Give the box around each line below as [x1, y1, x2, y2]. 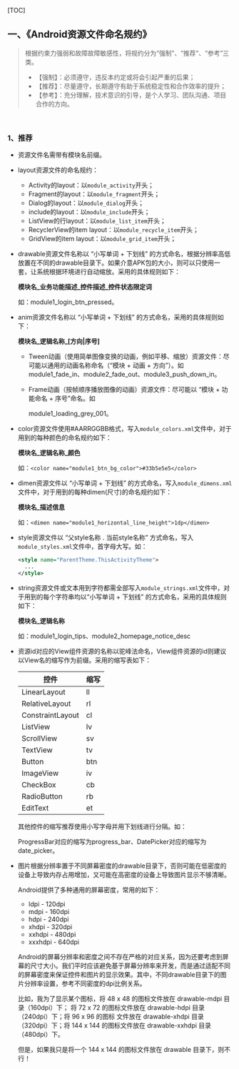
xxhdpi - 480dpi [28, 930, 76, 938]
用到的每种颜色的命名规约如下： [17, 433, 112, 442]
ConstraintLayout [21, 710, 80, 720]
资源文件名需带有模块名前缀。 [17, 151, 106, 159]
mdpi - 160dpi [28, 907, 70, 916]
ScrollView [21, 733, 58, 743]
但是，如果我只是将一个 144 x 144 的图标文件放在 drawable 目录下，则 [17, 1045, 225, 1053]
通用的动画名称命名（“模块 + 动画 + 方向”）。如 [47, 361, 184, 370]
